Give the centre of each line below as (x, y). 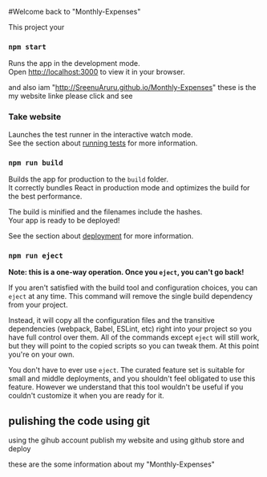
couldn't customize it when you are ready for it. (86, 396)
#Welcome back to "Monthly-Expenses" (75, 12)
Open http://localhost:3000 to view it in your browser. (97, 72)
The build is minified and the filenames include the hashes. (105, 211)
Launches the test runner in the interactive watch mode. (101, 134)
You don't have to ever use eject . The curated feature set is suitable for (127, 370)
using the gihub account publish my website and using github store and (126, 440)
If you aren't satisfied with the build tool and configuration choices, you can (133, 287)
